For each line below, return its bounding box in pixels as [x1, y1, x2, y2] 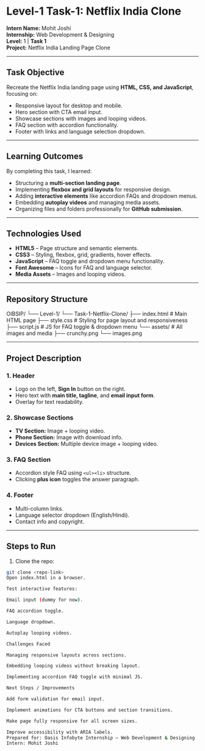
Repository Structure [6, 294, 88, 304]
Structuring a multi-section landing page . [15, 179, 121, 187]
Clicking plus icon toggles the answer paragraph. [15, 476, 140, 483]
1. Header [6, 371, 35, 379]
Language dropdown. [6, 619, 56, 625]
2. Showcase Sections [6, 413, 74, 422]
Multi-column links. [15, 505, 64, 512]
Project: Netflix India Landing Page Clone [6, 44, 111, 51]
